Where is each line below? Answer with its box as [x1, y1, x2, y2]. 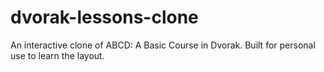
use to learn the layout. [10, 49, 105, 61]
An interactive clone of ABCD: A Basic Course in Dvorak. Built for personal [10, 39, 316, 51]
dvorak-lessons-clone [10, 6, 199, 29]
